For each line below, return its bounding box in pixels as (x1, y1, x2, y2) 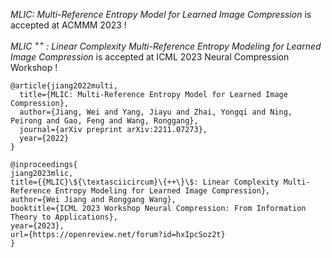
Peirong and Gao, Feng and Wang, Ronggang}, (10, 115, 199, 126)
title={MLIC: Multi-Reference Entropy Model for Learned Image (19, 89, 288, 99)
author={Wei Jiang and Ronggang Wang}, (10, 194, 177, 204)
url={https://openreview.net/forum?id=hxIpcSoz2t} (10, 229, 226, 239)
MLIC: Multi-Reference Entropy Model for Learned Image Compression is (10, 9, 312, 20)
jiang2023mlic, (10, 168, 74, 178)
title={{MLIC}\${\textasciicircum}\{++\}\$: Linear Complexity (10, 177, 280, 187)
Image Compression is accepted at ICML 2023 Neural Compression (10, 50, 290, 63)
